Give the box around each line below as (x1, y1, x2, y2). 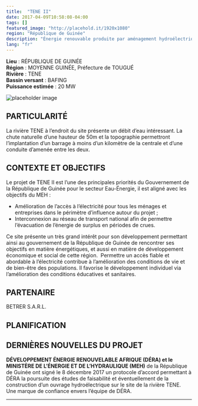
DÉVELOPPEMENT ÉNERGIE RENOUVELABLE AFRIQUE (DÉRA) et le (6, 356, 173, 363)
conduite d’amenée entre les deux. (6, 146, 90, 153)
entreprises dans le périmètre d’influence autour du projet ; (14, 209, 159, 216)
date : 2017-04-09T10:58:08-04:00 (6, 14, 88, 20)
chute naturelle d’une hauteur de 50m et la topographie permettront (6, 133, 170, 140)
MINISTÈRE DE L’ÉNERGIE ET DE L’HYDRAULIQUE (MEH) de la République (6, 362, 187, 369)
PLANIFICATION (6, 320, 67, 330)
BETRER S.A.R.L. (6, 303, 47, 310)
